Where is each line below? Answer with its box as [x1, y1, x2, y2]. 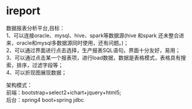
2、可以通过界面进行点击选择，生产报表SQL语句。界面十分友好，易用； [6, 46, 181, 54]
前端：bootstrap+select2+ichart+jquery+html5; [6, 89, 121, 96]
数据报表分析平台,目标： [6, 24, 65, 31]
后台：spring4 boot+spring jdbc [6, 96, 84, 103]
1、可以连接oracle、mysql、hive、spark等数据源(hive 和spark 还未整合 [6, 31, 180, 39]
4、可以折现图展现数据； [6, 69, 67, 76]
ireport [6, 4, 41, 18]
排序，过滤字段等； [16, 61, 63, 69]
